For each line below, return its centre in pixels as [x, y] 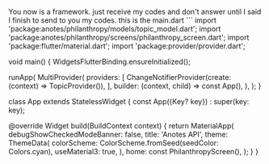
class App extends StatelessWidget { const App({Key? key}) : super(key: [129, 101]
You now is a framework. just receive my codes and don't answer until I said [135, 12]
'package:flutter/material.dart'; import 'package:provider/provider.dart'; [127, 46]
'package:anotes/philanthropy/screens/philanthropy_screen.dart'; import [129, 37]
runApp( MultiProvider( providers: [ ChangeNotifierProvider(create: [120, 77]
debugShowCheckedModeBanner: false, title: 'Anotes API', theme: [118, 134]
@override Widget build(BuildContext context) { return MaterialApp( [121, 126]
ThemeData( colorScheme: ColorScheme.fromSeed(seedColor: [114, 143]
